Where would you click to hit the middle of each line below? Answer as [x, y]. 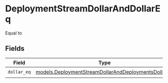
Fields [15, 48]
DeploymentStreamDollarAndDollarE [83, 9]
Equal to [14, 33]
